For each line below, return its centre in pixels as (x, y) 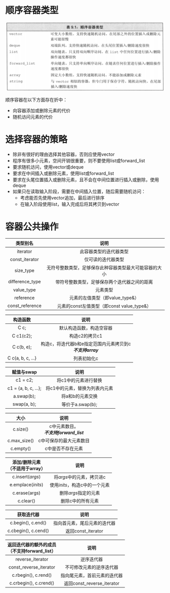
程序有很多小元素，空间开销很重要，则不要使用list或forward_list (79, 161)
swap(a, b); (24, 404)
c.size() (21, 429)
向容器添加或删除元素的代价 (41, 111)
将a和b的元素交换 (79, 396)
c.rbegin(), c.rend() (32, 575)
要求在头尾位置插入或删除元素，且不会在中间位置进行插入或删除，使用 (86, 180)
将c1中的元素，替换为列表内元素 (79, 388)
